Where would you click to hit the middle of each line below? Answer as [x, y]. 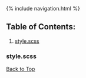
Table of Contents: [41, 27]
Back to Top [21, 69]
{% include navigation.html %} [43, 9]
